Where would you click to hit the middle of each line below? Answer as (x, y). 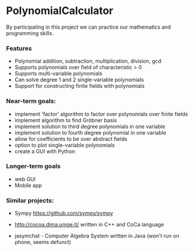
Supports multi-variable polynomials (58, 74)
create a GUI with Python (45, 151)
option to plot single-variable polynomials (65, 145)
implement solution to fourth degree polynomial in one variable (90, 132)
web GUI (25, 179)
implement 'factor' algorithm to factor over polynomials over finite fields (101, 114)
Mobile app (28, 185)
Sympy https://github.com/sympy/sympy (64, 213)
